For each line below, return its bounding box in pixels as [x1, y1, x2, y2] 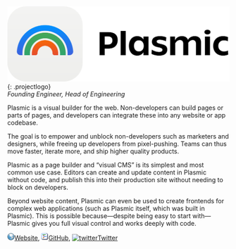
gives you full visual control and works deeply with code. [31, 219, 197, 227]
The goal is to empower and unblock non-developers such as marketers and [7, 132, 229, 140]
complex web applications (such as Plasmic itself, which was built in [7, 204, 206, 212]
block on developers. [7, 183, 69, 191]
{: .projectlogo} [7, 82, 51, 91]
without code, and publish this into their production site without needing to [7, 175, 223, 184]
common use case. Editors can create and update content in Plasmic [7, 168, 206, 177]
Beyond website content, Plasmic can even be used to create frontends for [7, 196, 225, 205]
